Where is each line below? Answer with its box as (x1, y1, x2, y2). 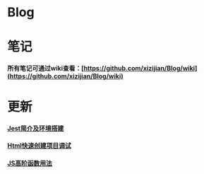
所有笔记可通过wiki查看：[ (7, 64, 84, 72)
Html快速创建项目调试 (7, 141, 72, 150)
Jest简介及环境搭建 (7, 124, 64, 132)
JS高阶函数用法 (7, 158, 53, 167)
